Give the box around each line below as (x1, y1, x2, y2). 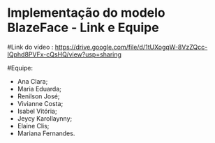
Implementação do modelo (7, 5, 165, 21)
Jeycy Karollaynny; (17, 114, 73, 123)
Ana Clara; (17, 77, 48, 85)
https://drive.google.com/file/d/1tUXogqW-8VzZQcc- (54, 43, 208, 51)
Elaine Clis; (17, 121, 50, 130)
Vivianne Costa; (17, 99, 64, 107)
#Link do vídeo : (7, 43, 54, 51)
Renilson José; (17, 92, 60, 100)
